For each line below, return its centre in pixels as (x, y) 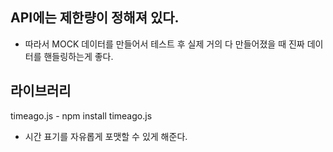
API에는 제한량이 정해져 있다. (95, 18)
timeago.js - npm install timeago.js (81, 115)
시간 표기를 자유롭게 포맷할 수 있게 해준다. (106, 136)
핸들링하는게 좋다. (78, 56)
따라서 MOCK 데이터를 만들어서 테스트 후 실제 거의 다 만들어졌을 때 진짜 (164, 44)
